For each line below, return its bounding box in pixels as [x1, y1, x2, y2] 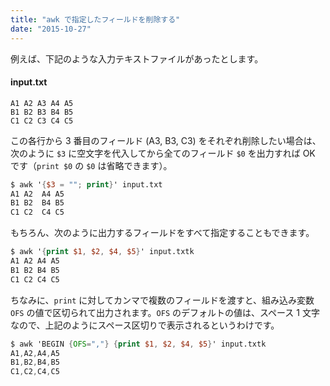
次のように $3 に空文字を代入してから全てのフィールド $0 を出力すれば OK [10, 147, 316, 159]
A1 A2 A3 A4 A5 [10, 98, 74, 108]
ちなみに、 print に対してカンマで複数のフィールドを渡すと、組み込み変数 [10, 294, 315, 306]
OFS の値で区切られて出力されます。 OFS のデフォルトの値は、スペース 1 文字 [10, 306, 320, 318]
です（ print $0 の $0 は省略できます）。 [10, 159, 173, 171]
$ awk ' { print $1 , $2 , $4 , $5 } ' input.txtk [10, 247, 195, 257]
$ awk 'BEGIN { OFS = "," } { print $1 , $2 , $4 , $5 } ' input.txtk [10, 339, 267, 349]
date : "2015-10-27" [10, 24, 92, 34]
